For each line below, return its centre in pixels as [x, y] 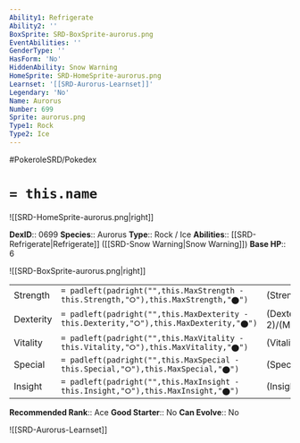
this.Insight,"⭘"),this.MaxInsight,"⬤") [150, 391]
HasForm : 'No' [36, 59]
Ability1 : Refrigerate [51, 17]
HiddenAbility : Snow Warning [63, 68]
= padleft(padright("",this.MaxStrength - [152, 290]
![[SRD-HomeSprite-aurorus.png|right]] [82, 217]
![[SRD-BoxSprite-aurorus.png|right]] [78, 270]
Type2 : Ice [29, 134]
